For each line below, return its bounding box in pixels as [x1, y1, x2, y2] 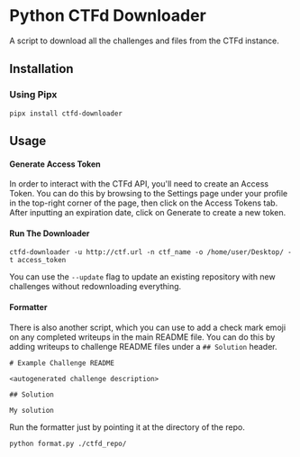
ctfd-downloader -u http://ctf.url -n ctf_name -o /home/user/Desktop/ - [9, 248, 293, 257]
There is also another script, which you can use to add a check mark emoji [9, 322, 286, 333]
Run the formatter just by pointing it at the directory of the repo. [9, 421, 245, 433]
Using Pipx [9, 88, 58, 101]
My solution [9, 406, 54, 415]
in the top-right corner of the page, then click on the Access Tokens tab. [9, 197, 278, 208]
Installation [9, 61, 74, 77]
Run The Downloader [9, 227, 90, 239]
